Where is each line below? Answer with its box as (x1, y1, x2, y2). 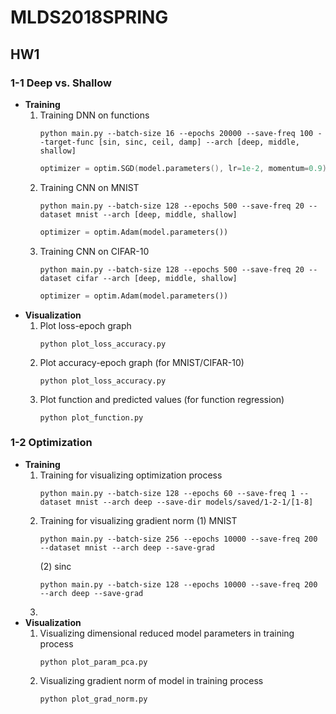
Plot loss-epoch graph (39, 319, 132, 331)
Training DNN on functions (39, 109, 150, 121)
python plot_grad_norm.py (39, 694, 148, 704)
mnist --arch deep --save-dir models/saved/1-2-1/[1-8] (75, 497, 314, 507)
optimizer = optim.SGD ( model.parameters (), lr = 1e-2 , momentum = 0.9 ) (39, 163, 327, 173)
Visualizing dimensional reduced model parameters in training (39, 627, 295, 639)
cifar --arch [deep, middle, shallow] (75, 273, 238, 283)
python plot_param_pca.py (39, 657, 148, 667)
